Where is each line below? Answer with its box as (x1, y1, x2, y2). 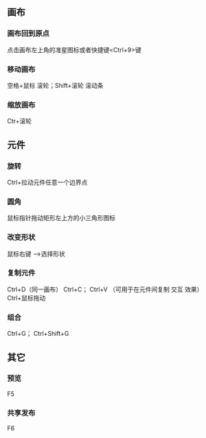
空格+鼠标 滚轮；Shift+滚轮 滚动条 (7, 81, 104, 89)
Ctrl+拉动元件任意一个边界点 (7, 178, 88, 186)
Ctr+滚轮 (7, 117, 32, 125)
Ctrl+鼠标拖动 (7, 293, 46, 302)
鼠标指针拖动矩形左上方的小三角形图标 (7, 214, 115, 222)
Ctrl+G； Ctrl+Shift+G (7, 330, 69, 338)
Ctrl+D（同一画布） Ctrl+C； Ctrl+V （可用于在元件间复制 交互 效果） (7, 285, 203, 293)
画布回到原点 (7, 29, 50, 38)
